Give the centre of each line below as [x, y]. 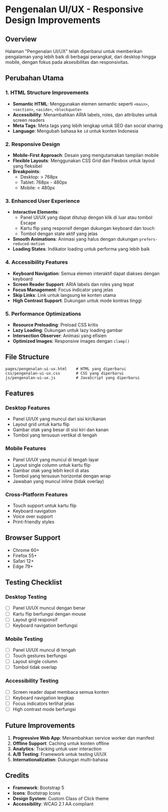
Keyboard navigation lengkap [43, 698]
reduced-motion [29, 244]
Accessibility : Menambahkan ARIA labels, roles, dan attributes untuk [85, 115]
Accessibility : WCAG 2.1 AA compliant [53, 804]
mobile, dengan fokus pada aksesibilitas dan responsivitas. [67, 62]
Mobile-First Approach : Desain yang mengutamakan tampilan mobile [86, 155]
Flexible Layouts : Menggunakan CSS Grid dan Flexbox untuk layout [84, 160]
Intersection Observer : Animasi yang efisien [60, 336]
